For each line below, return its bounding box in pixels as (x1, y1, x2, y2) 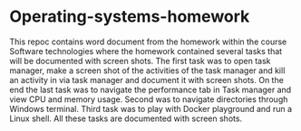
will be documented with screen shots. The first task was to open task (9, 55, 271, 66)
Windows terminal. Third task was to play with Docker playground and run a (9, 103, 293, 114)
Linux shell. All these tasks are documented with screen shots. (9, 113, 243, 124)
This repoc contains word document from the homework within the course (9, 36, 287, 47)
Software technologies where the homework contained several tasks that (9, 45, 283, 56)
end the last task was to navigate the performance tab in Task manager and (9, 84, 292, 95)
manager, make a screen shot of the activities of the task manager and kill (9, 65, 286, 76)
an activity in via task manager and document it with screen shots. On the (9, 74, 284, 85)
